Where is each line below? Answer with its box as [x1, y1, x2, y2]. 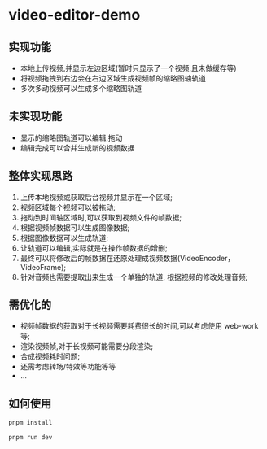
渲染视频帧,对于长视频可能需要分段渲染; [20, 342, 154, 351]
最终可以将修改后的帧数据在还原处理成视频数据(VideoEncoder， [20, 253, 235, 263]
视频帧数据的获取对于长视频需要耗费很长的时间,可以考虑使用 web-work [20, 321, 259, 331]
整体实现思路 [8, 169, 73, 183]
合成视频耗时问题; [20, 351, 81, 361]
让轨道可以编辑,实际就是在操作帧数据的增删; [20, 242, 169, 253]
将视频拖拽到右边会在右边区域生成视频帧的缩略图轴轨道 [20, 73, 206, 83]
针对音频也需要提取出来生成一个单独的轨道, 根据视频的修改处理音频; [20, 272, 248, 281]
